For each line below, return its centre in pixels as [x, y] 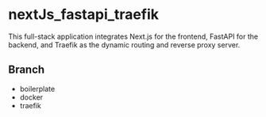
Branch [27, 70]
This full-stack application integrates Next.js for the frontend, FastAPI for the [133, 36]
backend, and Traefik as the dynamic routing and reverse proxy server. [124, 44]
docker [31, 97]
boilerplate [37, 89]
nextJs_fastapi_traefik [83, 15]
